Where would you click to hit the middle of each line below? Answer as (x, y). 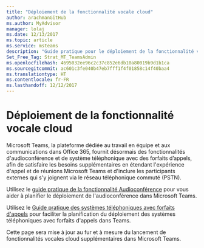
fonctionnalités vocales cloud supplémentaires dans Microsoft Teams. (94, 238)
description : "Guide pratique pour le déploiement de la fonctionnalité (100, 52)
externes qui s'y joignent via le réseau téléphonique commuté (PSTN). (94, 177)
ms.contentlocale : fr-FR (38, 80)
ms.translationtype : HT (36, 74)
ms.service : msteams (32, 46)
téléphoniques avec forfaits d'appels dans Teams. (69, 220)
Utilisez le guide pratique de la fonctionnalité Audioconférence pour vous (98, 189)
